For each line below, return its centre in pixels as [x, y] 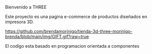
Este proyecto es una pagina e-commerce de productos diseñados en [76, 16]
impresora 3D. [19, 22]
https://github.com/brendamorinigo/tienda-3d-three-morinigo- [69, 31]
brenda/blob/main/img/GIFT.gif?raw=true [47, 37]
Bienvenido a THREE [26, 7]
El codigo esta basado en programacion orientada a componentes [72, 46]
